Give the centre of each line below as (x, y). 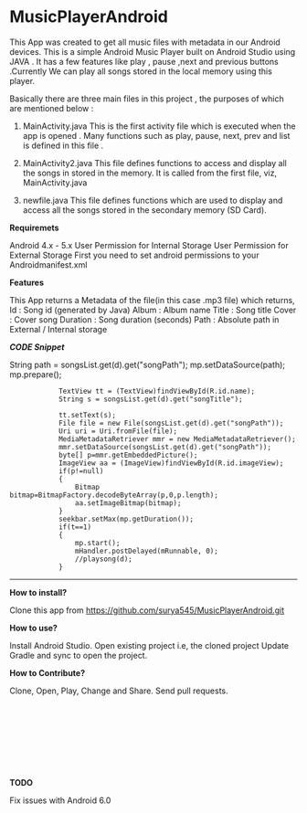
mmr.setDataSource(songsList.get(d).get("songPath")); (165, 447)
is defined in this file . (63, 145)
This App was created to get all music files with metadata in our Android (145, 42)
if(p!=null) (81, 471)
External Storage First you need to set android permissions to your (134, 255)
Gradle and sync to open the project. (79, 655)
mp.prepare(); (36, 374)
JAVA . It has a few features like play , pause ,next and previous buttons (144, 61)
